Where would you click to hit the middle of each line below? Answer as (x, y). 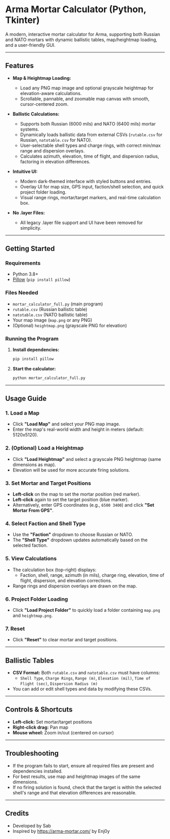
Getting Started (30, 249)
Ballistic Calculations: (36, 114)
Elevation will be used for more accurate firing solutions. (71, 470)
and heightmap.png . (33, 615)
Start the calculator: (34, 368)
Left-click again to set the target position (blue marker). (71, 500)
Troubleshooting (32, 753)
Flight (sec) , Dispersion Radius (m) (59, 683)
